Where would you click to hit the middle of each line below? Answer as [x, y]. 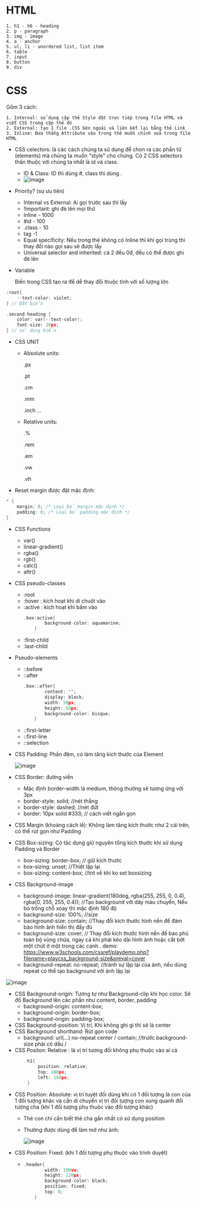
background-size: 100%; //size [61, 915]
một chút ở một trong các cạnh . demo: [71, 946]
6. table [17, 52]
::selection [36, 743]
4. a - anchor [24, 41]
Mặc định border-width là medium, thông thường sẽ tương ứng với [103, 788]
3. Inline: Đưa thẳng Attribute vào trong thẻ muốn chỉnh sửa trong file [98, 133]
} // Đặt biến [25, 303]
